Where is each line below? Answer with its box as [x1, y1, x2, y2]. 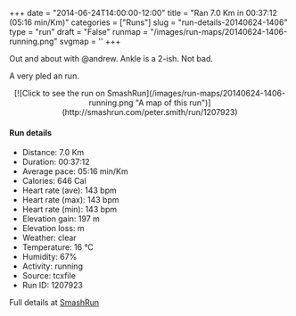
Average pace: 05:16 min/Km [21, 166, 128, 177]
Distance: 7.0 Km [21, 147, 85, 158]
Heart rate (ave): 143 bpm [21, 185, 118, 195]
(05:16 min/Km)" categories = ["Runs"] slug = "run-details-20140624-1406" [9, 17, 288, 28]
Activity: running [21, 261, 83, 271]
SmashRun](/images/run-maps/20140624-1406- [106, 88, 286, 98]
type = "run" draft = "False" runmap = [9, 27, 149, 37]
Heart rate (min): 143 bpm [21, 204, 118, 215]
